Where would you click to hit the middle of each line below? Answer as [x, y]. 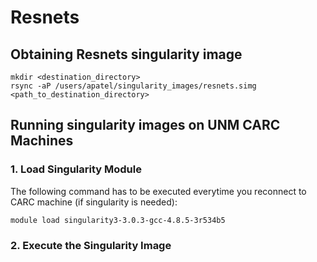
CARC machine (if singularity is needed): [94, 202]
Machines [42, 141]
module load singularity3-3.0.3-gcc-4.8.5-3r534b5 [118, 220]
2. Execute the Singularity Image [91, 245]
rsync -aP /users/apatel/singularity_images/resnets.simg [133, 86]
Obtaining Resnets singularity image [126, 54]
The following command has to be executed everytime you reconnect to [158, 191]
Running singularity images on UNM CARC [145, 125]
